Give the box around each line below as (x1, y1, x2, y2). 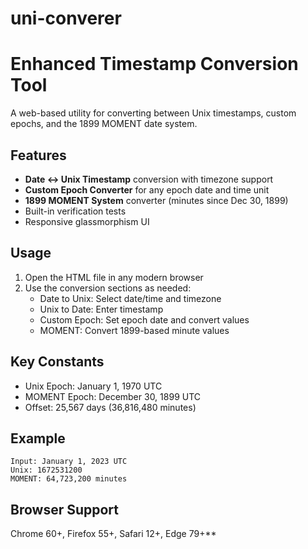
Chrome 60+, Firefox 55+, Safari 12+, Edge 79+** (10, 528, 217, 540)
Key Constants (10, 353, 105, 371)
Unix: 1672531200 (10, 465, 83, 476)
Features (10, 147, 67, 164)
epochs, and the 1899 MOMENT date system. (10, 118, 198, 130)
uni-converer (10, 7, 122, 30)
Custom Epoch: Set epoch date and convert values (39, 313, 250, 326)
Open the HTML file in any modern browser (24, 271, 204, 283)
